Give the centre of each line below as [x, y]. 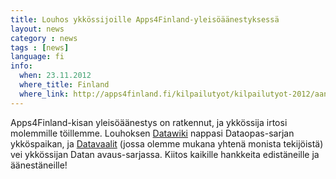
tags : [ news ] [40, 47]
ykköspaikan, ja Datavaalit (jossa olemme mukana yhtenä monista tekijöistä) [167, 143]
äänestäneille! [39, 165]
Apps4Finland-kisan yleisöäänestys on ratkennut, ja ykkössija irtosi [149, 122]
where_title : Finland [64, 85]
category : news [44, 38]
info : [21, 66]
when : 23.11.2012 [55, 76]
